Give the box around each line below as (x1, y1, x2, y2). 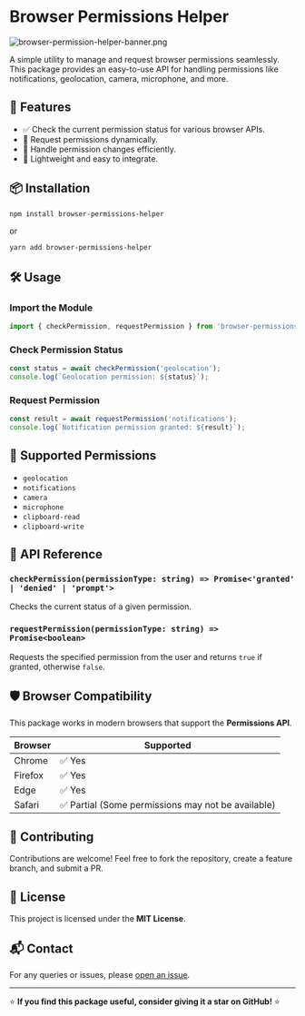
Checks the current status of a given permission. (9, 601, 192, 612)
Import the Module (9, 301, 93, 314)
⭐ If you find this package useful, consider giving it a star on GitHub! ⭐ (9, 996, 280, 1007)
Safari (14, 798, 39, 811)
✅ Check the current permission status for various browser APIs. (22, 123, 265, 134)
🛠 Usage (9, 270, 62, 285)
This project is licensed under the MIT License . (9, 913, 186, 924)
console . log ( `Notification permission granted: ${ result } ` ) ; (9, 423, 246, 432)
